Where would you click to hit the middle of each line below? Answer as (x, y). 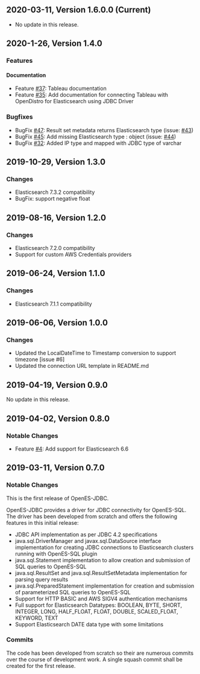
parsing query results (41, 579)
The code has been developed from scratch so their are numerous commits (100, 653)
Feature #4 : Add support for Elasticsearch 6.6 (72, 449)
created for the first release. (41, 666)
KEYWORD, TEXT (36, 618)
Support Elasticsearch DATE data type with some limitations (89, 624)
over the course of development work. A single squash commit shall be (94, 659)
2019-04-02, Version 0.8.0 (58, 418)
